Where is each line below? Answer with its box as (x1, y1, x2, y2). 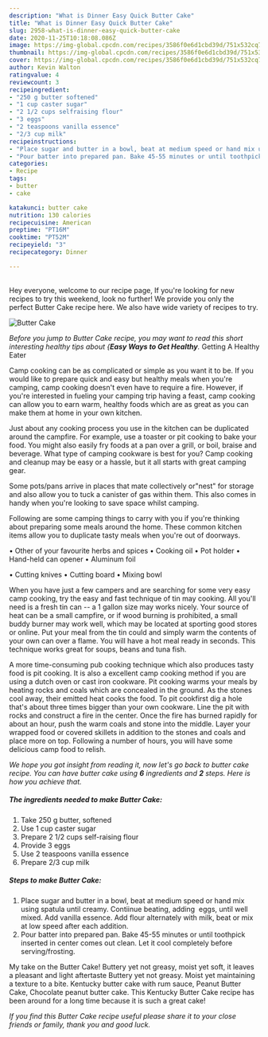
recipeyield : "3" (9, 241, 67, 249)
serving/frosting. (20, 946, 76, 956)
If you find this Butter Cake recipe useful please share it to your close (9, 1011, 237, 1020)
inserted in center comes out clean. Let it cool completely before (20, 937, 233, 948)
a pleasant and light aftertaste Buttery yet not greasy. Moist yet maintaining (9, 970, 255, 980)
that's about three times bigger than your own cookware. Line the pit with (9, 702, 250, 711)
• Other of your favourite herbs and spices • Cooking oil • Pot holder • (9, 546, 241, 555)
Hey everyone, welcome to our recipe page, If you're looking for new (9, 285, 235, 295)
